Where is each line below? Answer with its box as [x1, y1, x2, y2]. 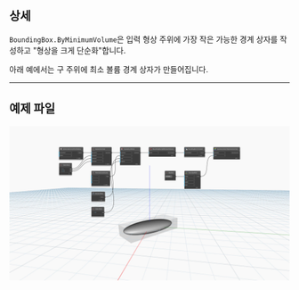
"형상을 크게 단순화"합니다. [32, 45, 126, 55]
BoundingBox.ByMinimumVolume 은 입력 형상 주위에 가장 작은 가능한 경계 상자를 [9, 34, 279, 45]
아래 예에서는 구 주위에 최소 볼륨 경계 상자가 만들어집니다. [9, 63, 209, 74]
